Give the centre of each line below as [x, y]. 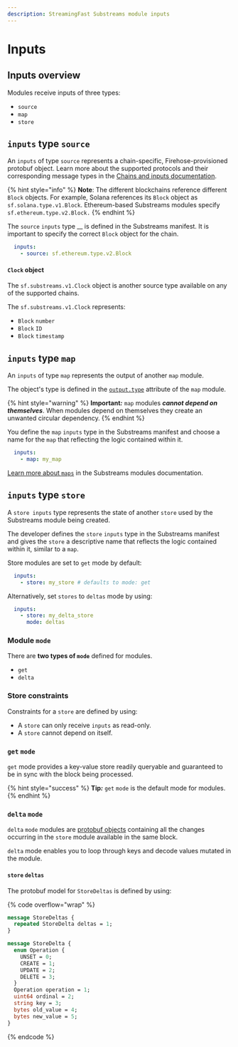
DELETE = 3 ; [38, 976]
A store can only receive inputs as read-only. [84, 725]
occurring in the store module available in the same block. [93, 837]
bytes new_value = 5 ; [46, 1016]
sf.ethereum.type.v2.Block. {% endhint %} [71, 213]
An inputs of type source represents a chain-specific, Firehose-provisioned [118, 161]
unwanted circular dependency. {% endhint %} [76, 418]
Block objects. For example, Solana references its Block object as [103, 197]
